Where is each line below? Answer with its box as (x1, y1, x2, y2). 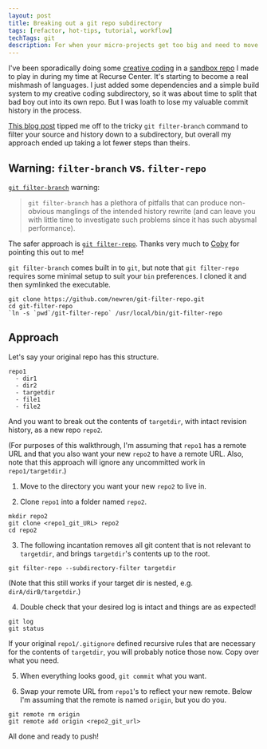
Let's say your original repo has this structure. (8, 352, 159, 362)
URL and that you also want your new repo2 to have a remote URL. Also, (8, 449, 245, 458)
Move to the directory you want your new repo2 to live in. (19, 481, 207, 491)
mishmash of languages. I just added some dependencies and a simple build (8, 81, 260, 90)
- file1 (15, 395, 41, 403)
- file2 (15, 402, 41, 410)
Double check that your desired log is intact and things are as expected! (19, 602, 257, 612)
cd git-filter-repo (8, 302, 73, 310)
